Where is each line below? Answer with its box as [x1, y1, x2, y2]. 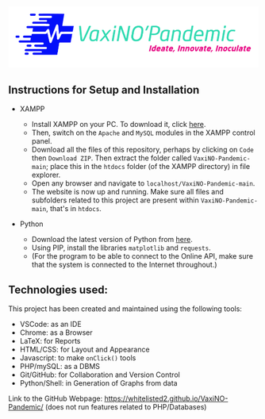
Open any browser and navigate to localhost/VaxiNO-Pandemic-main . [31, 179, 255, 188]
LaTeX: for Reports [19, 336, 81, 345]
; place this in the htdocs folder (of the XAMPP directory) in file [46, 162, 251, 171]
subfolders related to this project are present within [31, 195, 200, 205]
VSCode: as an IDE [19, 319, 82, 329]
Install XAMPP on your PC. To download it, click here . [31, 120, 206, 129]
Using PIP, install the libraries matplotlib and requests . [31, 243, 212, 252]
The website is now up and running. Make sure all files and [31, 187, 225, 197]
